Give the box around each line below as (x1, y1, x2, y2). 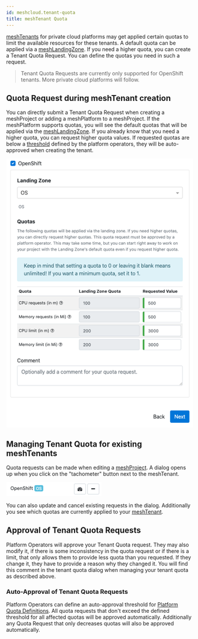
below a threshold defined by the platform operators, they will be (6, 140, 165, 148)
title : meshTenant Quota (6, 15, 68, 22)
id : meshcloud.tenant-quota (6, 10, 76, 15)
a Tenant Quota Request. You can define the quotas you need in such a (6, 52, 180, 59)
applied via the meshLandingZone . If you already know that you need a (6, 128, 180, 135)
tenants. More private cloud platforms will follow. (20, 76, 140, 83)
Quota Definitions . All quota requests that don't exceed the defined (6, 608, 170, 615)
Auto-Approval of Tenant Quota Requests (6, 587, 129, 596)
